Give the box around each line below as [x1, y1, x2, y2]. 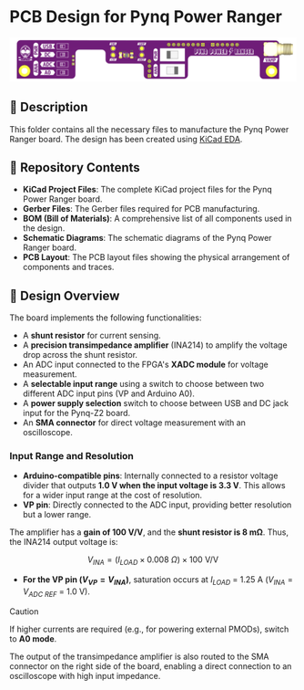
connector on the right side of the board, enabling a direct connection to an [9, 660, 292, 672]
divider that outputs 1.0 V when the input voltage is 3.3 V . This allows [22, 480, 286, 491]
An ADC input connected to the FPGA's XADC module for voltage [22, 359, 269, 371]
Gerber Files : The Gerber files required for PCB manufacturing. [22, 204, 260, 214]
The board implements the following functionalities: [9, 312, 202, 323]
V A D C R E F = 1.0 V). [22, 586, 91, 599]
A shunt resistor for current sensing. [22, 330, 161, 341]
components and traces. [22, 262, 115, 273]
